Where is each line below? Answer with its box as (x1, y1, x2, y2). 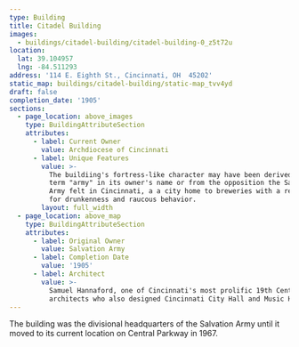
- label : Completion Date (32, 253, 129, 262)
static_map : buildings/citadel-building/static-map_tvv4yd (9, 79, 233, 88)
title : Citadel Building (9, 21, 101, 30)
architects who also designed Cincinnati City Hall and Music (48, 295, 285, 303)
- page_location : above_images (17, 112, 133, 121)
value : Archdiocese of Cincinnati (41, 145, 169, 154)
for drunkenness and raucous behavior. (48, 195, 198, 205)
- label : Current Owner (32, 137, 122, 146)
